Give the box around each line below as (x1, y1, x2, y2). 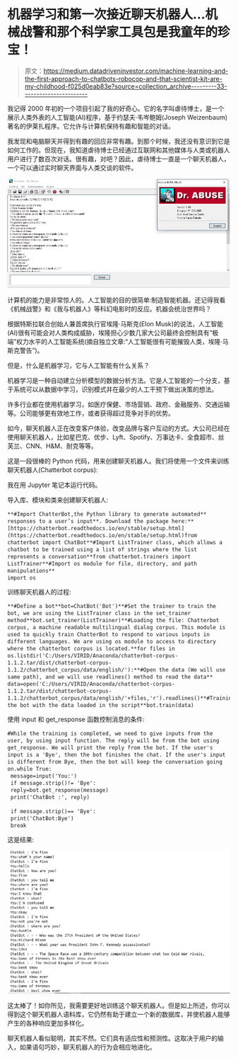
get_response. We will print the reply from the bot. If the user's (7, 744, 213, 752)
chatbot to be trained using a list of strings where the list (7, 546, 198, 553)
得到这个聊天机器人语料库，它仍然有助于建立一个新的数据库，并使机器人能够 (7, 1010, 230, 1018)
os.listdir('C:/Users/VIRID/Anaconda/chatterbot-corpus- (7, 652, 179, 660)
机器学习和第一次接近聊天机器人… (7, 6, 206, 23)
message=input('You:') (10, 773, 78, 780)
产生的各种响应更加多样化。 (7, 1018, 88, 1027)
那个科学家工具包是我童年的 (56, 24, 218, 40)
